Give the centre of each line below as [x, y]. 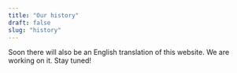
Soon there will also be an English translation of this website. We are [119, 53]
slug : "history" [35, 30]
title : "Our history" [44, 15]
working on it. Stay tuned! [50, 60]
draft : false [30, 23]
